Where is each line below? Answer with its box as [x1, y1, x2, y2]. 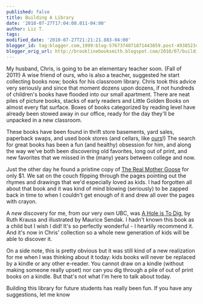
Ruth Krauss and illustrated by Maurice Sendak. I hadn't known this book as [6, 216, 195, 223]
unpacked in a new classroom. [6, 116, 83, 124]
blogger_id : [6, 43, 36, 49]
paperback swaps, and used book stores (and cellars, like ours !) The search [6, 134, 196, 142]
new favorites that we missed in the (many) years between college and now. [6, 154, 196, 161]
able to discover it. [6, 235, 53, 242]
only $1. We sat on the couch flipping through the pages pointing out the [6, 172, 186, 179]
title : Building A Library [6, 15, 74, 21]
